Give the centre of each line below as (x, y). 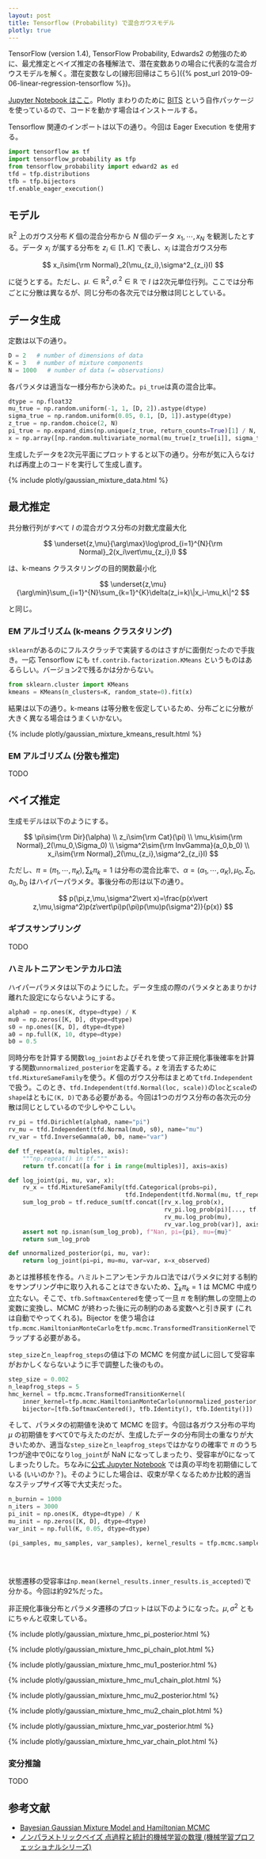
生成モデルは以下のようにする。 (61, 821)
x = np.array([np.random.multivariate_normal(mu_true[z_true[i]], (120, 438)
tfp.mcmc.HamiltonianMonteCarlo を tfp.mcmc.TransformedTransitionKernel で (132, 1328)
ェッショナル (40, 1847)
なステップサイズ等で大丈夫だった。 (67, 1485)
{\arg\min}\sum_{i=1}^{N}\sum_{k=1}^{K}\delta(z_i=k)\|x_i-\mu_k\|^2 (127, 592)
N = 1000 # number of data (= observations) (86, 370)
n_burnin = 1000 (35, 1500)
